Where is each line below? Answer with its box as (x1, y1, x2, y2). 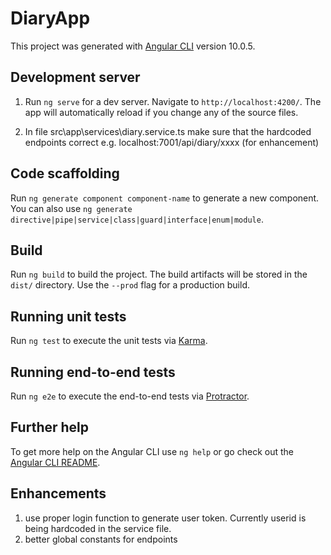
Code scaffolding (10, 165, 120, 182)
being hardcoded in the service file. (24, 522, 172, 534)
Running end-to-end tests (10, 363, 176, 381)
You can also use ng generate (10, 202, 133, 214)
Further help (10, 419, 90, 436)
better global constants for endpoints (24, 533, 178, 545)
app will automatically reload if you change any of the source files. (24, 106, 299, 118)
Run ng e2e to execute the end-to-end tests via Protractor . (10, 390, 250, 402)
